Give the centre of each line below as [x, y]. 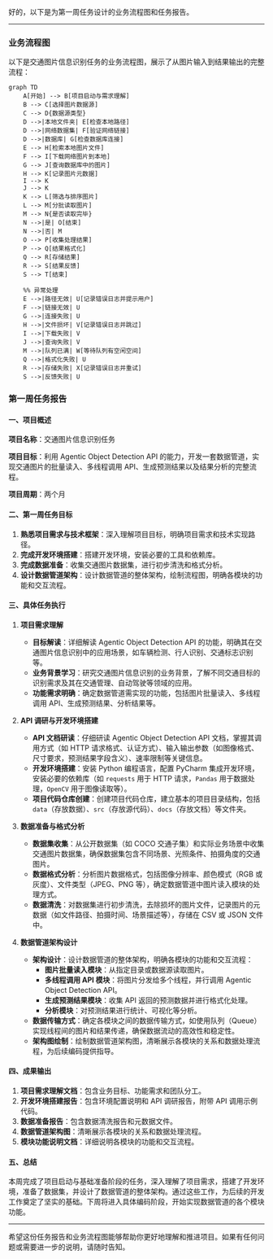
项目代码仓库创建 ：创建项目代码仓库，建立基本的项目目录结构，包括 [146, 798]
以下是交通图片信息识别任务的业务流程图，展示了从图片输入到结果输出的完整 [136, 62]
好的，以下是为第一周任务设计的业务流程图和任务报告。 [101, 12]
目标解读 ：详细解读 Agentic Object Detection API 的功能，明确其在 [144, 642]
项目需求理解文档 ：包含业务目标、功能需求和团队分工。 [113, 1091]
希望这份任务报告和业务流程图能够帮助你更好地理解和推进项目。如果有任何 [133, 1237]
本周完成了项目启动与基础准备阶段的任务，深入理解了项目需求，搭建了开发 [133, 1182]
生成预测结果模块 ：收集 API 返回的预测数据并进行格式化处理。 [148, 1000]
